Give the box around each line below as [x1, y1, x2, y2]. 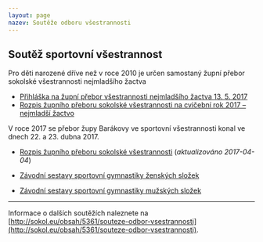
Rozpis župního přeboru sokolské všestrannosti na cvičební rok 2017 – [19, 100, 247, 110]
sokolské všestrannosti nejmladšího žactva [8, 77, 146, 86]
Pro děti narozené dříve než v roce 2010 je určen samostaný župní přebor [8, 68, 245, 78]
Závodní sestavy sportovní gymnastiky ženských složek [19, 171, 200, 180]
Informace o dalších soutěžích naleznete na [8, 208, 149, 218]
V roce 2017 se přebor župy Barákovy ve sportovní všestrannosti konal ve [8, 124, 246, 133]
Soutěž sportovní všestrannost [8, 48, 163, 61]
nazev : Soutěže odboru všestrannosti [8, 19, 131, 27]
